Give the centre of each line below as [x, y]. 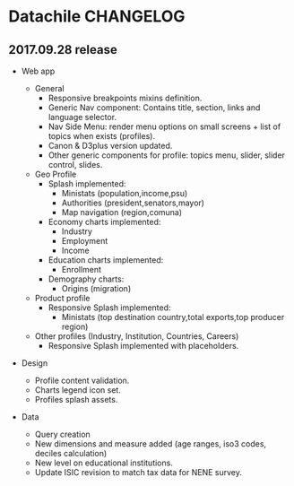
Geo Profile [56, 174]
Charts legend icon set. [78, 390]
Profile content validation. [82, 380]
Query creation [62, 434]
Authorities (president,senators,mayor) [133, 203]
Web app [38, 71]
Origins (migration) [96, 288]
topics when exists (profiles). [102, 136]
